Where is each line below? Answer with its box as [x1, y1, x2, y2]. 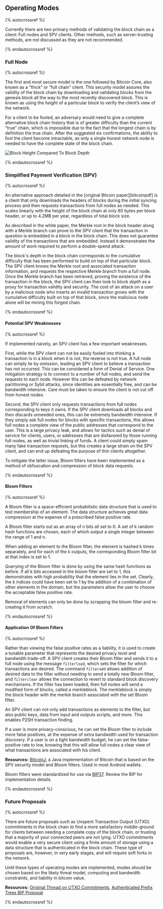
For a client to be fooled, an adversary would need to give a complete [5, 114, 145, 120]
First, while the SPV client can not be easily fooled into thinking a [5, 350, 135, 356]
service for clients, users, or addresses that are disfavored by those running [5, 432, 157, 438]
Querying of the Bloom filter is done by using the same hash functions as [5, 563, 151, 569]
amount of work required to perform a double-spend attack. [5, 243, 125, 249]
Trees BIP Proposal [5, 890, 43, 896]
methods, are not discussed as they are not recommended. [5, 37, 124, 43]
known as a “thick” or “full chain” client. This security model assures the [5, 84, 150, 90]
